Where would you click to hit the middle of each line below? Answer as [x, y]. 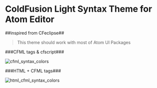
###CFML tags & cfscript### [35, 52]
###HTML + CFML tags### [33, 71]
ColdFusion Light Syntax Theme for [78, 9]
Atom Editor [30, 19]
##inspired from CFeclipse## [35, 33]
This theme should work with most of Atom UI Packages [74, 42]
